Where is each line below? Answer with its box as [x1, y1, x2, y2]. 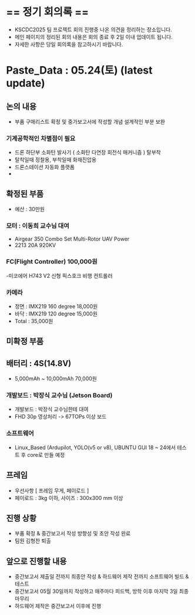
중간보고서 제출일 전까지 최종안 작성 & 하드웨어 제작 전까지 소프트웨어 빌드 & [14, 573, 189, 580]
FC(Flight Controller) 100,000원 [6, 258, 98, 266]
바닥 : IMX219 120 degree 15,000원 [14, 310, 98, 317]
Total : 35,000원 [14, 317, 53, 324]
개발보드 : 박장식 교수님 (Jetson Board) [6, 392, 113, 400]
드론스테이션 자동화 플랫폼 [14, 163, 75, 171]
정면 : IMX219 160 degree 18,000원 [14, 302, 98, 310]
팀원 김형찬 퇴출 [14, 537, 51, 544]
